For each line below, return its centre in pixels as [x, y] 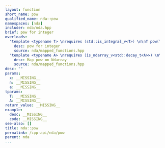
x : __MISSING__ [25, 78]
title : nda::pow [22, 128]
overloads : [16, 37]
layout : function [23, 10]
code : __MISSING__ [28, 119]
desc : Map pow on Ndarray [41, 60]
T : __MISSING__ [25, 96]
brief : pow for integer [29, 32]
